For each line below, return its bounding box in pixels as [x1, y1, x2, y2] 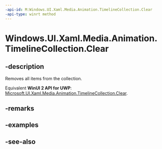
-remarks [5, 104, 34, 112]
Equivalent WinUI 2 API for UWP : [5, 85, 72, 91]
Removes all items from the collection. [5, 75, 82, 81]
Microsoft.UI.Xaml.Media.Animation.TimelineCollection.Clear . [5, 90, 128, 96]
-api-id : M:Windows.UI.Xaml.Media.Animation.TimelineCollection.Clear [5, 7, 153, 12]
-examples [5, 121, 39, 129]
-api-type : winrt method [5, 12, 56, 17]
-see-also [5, 137, 36, 146]
